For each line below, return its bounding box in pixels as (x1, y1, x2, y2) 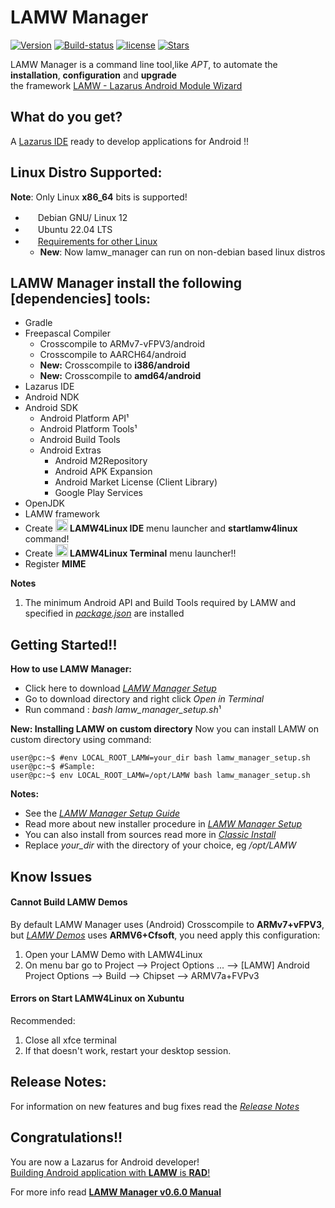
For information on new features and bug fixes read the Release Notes (10, 1100, 300, 1112)
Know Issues (10, 868, 93, 885)
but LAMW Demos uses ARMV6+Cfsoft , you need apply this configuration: (10, 929, 321, 941)
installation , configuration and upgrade (10, 69, 177, 81)
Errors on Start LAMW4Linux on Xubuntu (10, 992, 185, 1005)
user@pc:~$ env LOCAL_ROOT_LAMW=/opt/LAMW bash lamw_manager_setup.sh (10, 771, 311, 781)
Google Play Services (54, 487, 143, 499)
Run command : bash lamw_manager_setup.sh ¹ (24, 704, 222, 716)
